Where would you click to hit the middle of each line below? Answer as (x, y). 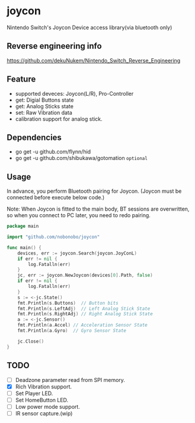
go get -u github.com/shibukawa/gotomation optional (81, 158)
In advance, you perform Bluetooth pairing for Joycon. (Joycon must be (94, 191)
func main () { (24, 247)
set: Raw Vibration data (44, 112)
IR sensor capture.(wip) (44, 413)
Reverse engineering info (55, 46)
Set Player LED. (34, 393)
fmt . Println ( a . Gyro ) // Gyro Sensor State (72, 331)
